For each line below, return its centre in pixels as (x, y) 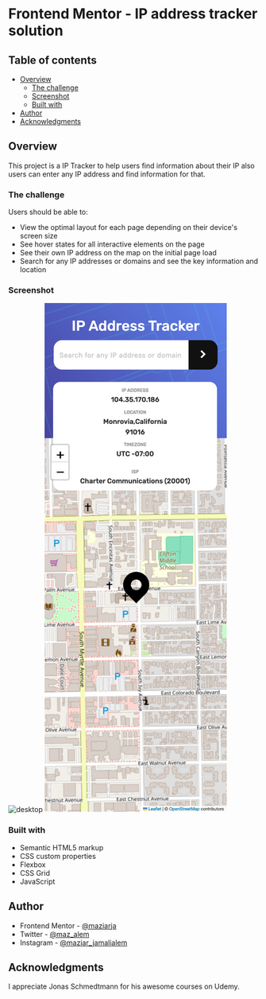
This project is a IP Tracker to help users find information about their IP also (132, 165)
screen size (39, 236)
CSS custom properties (58, 856)
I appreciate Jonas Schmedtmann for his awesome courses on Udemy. (124, 986)
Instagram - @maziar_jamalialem (73, 943)
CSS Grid (35, 873)
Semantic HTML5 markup (62, 847)
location (33, 270)
